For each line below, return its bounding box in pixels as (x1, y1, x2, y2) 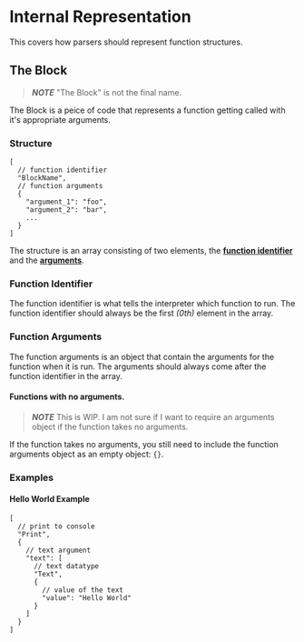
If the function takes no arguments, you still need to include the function (9, 438, 279, 449)
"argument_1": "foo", (25, 197, 107, 206)
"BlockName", (17, 174, 67, 183)
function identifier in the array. (9, 370, 123, 381)
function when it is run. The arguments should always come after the (9, 361, 267, 372)
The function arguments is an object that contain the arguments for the (9, 351, 275, 362)
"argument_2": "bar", (25, 206, 107, 215)
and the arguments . (9, 255, 84, 266)
